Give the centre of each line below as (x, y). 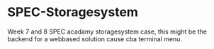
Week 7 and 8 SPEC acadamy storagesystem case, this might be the (107, 31)
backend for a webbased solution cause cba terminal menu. (95, 38)
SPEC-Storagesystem (73, 12)
